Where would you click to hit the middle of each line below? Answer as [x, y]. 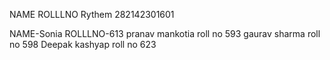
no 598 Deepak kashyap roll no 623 [83, 44]
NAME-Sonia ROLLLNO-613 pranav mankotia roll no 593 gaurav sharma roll [165, 33]
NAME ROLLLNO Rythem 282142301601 [92, 14]
